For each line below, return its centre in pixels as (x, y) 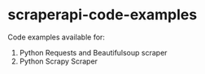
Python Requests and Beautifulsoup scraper (93, 52)
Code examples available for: (56, 37)
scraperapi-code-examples (102, 15)
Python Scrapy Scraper (59, 61)
